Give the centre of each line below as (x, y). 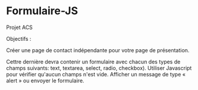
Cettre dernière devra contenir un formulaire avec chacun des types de (93, 62)
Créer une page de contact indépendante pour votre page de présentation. (98, 50)
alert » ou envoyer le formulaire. (45, 81)
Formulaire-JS (42, 11)
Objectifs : (19, 38)
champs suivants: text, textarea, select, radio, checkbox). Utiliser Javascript (99, 68)
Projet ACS (19, 27)
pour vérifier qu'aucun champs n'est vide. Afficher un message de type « (96, 74)
